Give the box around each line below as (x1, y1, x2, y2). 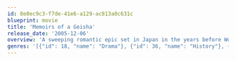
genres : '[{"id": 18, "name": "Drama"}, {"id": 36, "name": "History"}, (7, 43, 225, 50)
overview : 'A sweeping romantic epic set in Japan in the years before (7, 36, 221, 43)
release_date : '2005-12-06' (7, 29, 90, 37)
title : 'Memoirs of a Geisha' (7, 23, 96, 30)
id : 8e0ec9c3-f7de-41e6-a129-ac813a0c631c (7, 10, 133, 18)
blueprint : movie (7, 17, 58, 24)
